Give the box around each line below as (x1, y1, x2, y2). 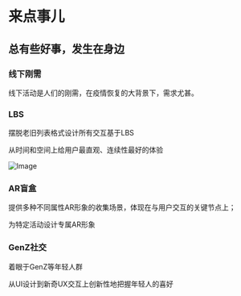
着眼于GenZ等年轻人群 (8, 261, 83, 271)
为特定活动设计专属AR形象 (8, 219, 96, 230)
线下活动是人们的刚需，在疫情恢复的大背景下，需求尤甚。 (8, 88, 198, 98)
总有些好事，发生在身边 (8, 42, 125, 56)
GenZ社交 (8, 242, 47, 253)
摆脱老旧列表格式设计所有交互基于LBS (8, 128, 135, 138)
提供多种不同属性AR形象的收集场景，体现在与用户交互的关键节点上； (8, 202, 236, 212)
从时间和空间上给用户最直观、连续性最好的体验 (8, 145, 163, 155)
